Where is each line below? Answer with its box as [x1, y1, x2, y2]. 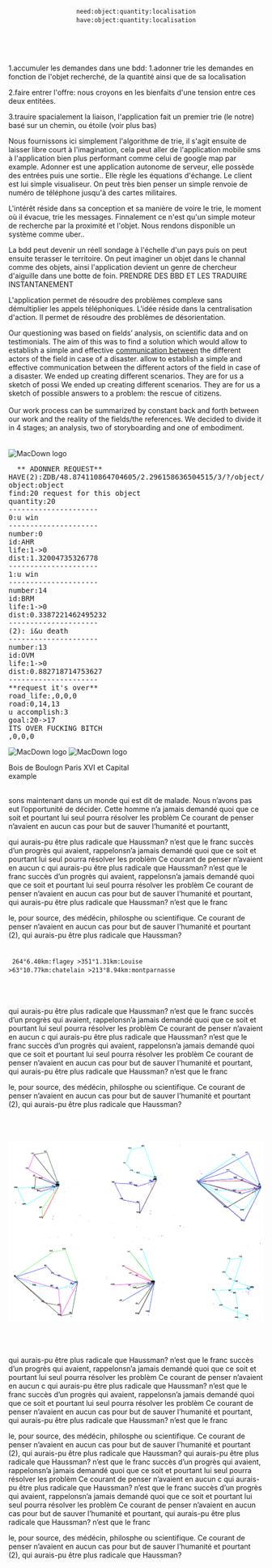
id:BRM [8, 594, 35, 603]
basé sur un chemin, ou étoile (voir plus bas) [8, 121, 157, 130]
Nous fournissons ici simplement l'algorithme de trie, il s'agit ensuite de [8, 136, 247, 146]
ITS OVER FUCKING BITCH [8, 724, 103, 733]
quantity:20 [8, 497, 56, 506]
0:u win [8, 513, 39, 522]
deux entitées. [8, 96, 57, 105]
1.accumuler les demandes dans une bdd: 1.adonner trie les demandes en [8, 63, 254, 73]
